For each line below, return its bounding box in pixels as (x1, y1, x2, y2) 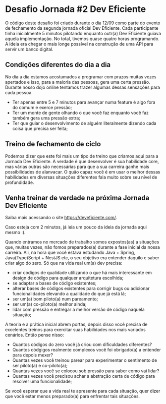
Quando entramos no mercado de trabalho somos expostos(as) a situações (5, 239, 160, 245)
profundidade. (5, 179, 34, 185)
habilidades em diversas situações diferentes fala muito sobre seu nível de (5, 174, 158, 180)
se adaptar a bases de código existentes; (12, 280, 97, 286)
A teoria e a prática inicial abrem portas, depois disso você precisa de (5, 321, 148, 328)
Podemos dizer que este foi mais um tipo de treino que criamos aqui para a (5, 153, 159, 159)
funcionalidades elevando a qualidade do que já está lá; (12, 291, 126, 297)
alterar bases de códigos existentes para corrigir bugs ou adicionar (12, 286, 150, 291)
